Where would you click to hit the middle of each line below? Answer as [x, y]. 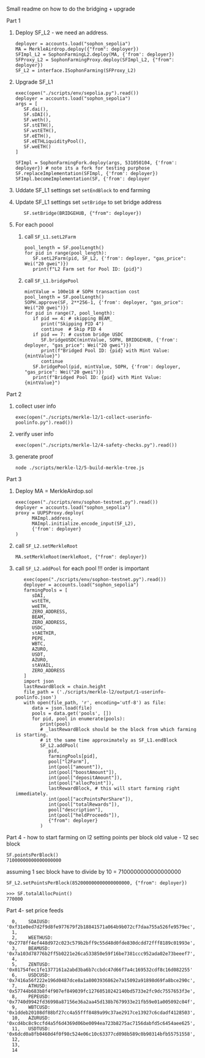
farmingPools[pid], [73, 756]
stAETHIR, [44, 633]
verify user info [34, 434]
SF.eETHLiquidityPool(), [55, 141]
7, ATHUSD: [30, 986]
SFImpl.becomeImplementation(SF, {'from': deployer [82, 179]
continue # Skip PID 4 [71, 329]
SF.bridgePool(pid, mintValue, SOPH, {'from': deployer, [107, 367]
